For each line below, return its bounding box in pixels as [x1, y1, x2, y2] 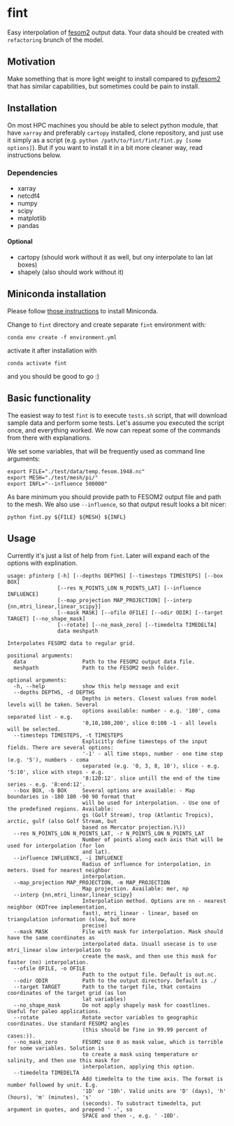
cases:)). [7, 1032, 36, 1039]
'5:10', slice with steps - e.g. [7, 768, 105, 775]
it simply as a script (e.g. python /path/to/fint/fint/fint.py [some [7, 135, 201, 144]
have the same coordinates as [7, 934, 96, 941]
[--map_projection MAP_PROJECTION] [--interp [57, 597, 192, 604]
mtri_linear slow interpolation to [7, 947, 111, 954]
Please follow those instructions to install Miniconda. [7, 306, 159, 315]
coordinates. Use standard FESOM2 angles [7, 1020, 130, 1027]
